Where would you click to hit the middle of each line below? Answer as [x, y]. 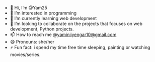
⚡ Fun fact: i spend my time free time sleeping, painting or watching [80, 47]
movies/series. [25, 54]
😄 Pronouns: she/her [32, 42]
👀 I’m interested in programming [43, 13]
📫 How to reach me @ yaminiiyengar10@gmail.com [63, 34]
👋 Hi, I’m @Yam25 [29, 8]
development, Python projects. [42, 29]
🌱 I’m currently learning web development [53, 18]
